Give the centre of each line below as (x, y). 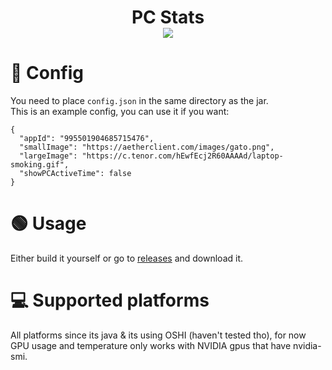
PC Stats (168, 17)
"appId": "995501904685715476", (87, 139)
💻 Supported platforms (110, 300)
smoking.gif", (40, 165)
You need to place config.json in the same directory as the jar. (139, 101)
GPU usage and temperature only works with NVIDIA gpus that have (151, 345)
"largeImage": (48, 156)
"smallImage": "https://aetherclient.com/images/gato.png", (147, 147)
